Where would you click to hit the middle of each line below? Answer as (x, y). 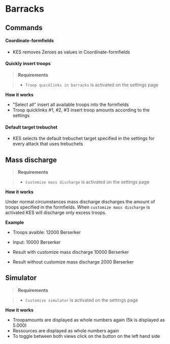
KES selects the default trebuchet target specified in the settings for (83, 139)
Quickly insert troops (28, 64)
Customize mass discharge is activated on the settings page (87, 182)
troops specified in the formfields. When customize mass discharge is (78, 207)
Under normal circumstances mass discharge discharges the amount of (80, 202)
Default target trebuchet (31, 127)
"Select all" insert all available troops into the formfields (71, 104)
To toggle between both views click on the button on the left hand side (86, 336)
